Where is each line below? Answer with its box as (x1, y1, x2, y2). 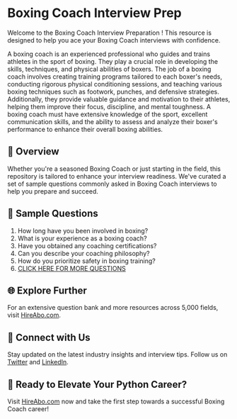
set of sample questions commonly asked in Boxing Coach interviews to (7, 179, 217, 188)
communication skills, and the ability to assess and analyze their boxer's (7, 117, 218, 125)
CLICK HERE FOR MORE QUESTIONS (17, 264, 126, 272)
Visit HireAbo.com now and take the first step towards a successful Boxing (7, 397, 225, 406)
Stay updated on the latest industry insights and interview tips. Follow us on (7, 350, 228, 359)
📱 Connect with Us (7, 331, 91, 343)
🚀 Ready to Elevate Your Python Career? (7, 378, 187, 391)
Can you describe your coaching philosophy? (17, 249, 150, 257)
